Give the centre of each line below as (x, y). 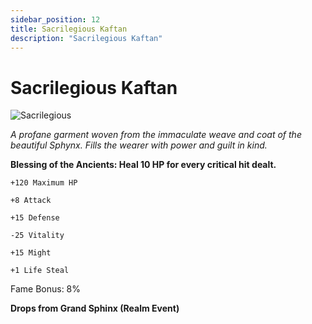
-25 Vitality (37, 236)
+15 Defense (35, 218)
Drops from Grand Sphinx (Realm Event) (95, 308)
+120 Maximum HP (44, 183)
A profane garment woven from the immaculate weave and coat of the (156, 135)
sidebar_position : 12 (55, 19)
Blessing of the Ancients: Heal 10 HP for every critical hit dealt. (143, 165)
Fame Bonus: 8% (46, 289)
